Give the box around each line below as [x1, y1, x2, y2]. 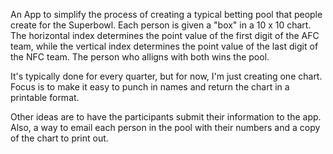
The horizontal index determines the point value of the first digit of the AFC [10, 30, 320, 41]
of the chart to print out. [10, 132, 109, 144]
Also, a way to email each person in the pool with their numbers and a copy [10, 122, 321, 133]
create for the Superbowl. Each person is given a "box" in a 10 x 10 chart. [10, 19, 312, 31]
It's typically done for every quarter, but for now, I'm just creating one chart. [10, 70, 323, 82]
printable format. [10, 92, 80, 103]
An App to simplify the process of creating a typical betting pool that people [10, 9, 323, 20]
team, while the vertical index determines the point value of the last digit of [10, 40, 319, 52]
